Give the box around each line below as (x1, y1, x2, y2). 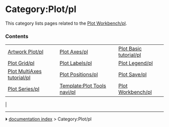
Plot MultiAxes (8, 68, 42, 75)
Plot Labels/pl (59, 59, 92, 67)
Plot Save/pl (118, 71, 147, 78)
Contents (5, 33, 29, 40)
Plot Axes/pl (59, 48, 88, 55)
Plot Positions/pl (59, 71, 98, 78)
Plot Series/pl (8, 86, 40, 93)
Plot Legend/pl (118, 59, 153, 67)
